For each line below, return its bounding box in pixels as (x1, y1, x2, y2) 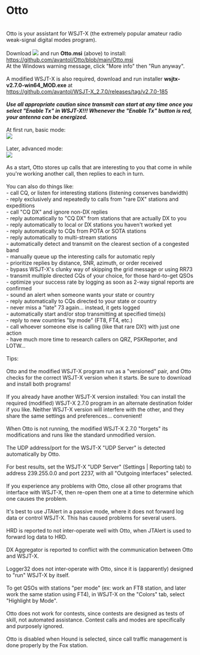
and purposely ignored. (6, 622, 64, 630)
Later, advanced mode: (6, 145, 63, 152)
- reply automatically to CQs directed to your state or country (6, 298, 157, 305)
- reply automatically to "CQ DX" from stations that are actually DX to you (6, 214, 187, 222)
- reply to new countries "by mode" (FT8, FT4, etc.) (6, 316, 133, 324)
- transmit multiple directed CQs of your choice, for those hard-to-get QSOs (6, 272, 193, 279)
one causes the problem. (6, 495, 68, 502)
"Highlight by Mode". (6, 597, 58, 604)
